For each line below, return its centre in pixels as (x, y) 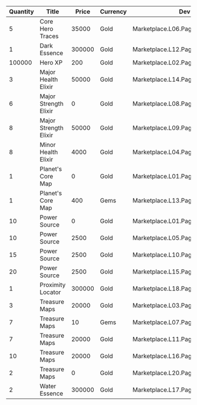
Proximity (52, 285)
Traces (49, 36)
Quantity (21, 11)
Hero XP (51, 63)
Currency (113, 11)
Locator (50, 292)
